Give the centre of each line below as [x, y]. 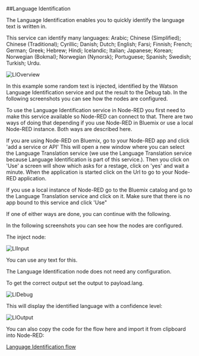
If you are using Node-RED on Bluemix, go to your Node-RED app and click [98, 141]
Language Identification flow [41, 347]
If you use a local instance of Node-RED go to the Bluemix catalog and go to [99, 190]
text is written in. [26, 26]
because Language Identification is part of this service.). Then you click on [98, 159]
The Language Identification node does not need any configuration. [89, 271]
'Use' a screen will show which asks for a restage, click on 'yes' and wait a [97, 166]
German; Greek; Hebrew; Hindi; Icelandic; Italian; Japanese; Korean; [90, 50]
